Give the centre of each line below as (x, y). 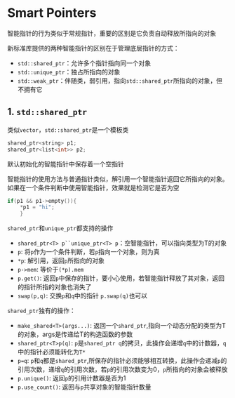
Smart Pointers (52, 13)
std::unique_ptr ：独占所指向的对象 (69, 72)
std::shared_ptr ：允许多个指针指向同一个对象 (84, 63)
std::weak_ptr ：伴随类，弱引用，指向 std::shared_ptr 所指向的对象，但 (120, 80)
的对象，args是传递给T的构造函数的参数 (75, 334)
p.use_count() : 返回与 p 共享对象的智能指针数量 (85, 387)
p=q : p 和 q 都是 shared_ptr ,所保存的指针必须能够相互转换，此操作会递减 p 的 (122, 361)
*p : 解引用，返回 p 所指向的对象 (61, 260)
